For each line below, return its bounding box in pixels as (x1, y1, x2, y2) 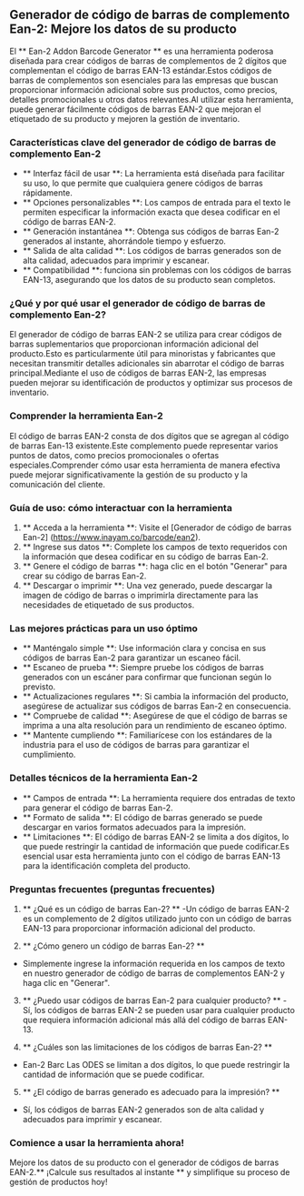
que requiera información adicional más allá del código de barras (22, 1014, 266, 1025)
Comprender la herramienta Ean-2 (9, 409, 163, 422)
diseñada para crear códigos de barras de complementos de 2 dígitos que (9, 55, 288, 66)
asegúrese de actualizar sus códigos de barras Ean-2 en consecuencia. (22, 700, 292, 712)
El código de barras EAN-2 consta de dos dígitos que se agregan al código (9, 430, 289, 441)
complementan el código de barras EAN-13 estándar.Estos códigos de (9, 65, 272, 75)
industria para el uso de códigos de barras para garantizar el (22, 739, 250, 750)
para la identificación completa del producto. (22, 859, 191, 871)
